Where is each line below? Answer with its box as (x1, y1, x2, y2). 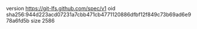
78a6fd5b (6, 17, 30, 24)
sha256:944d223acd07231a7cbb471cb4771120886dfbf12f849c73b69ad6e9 (6, 11, 191, 18)
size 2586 (31, 17, 55, 24)
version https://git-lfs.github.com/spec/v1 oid (6, 5, 116, 12)
